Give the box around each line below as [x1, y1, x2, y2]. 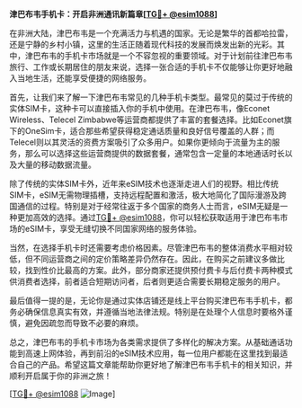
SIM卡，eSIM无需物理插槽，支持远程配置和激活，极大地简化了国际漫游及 [9, 190, 279, 200]
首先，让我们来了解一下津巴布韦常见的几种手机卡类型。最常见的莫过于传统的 [9, 92, 293, 102]
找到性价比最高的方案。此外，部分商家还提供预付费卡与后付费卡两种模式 [24, 265, 293, 275]
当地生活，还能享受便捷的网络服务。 [16, 73, 151, 84]
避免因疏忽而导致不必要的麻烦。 [24, 318, 144, 328]
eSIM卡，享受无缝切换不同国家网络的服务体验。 [24, 224, 202, 234]
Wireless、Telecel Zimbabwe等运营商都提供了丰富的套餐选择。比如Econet [9, 114, 285, 125]
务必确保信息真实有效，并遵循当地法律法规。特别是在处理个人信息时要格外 [9, 306, 285, 317]
